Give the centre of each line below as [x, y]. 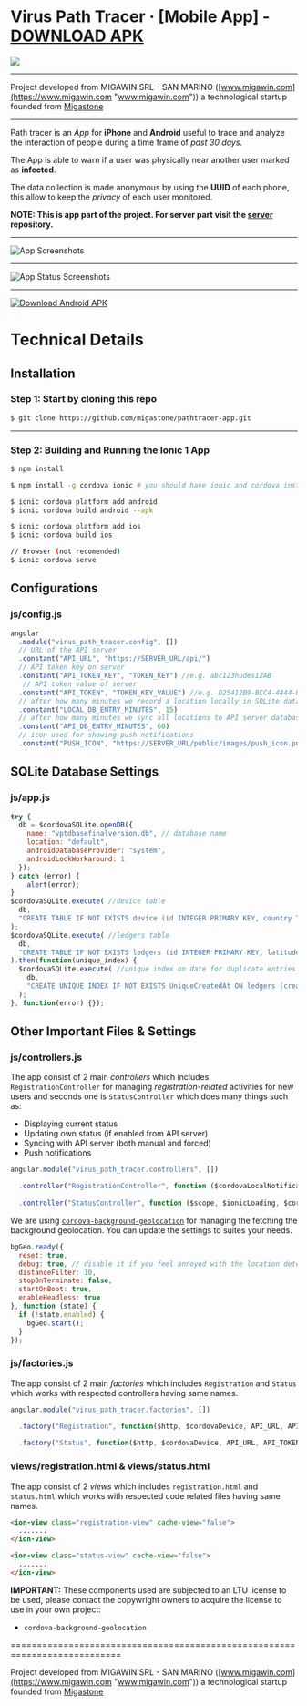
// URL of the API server [68, 650]
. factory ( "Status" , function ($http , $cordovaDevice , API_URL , [139, 1443]
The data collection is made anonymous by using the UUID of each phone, [150, 187]
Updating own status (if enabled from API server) [116, 1134]
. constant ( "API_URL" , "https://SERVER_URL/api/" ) [114, 659]
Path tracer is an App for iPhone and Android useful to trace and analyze [148, 132]
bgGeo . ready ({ [37, 1247]
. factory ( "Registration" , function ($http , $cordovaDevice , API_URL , [151, 1426]
